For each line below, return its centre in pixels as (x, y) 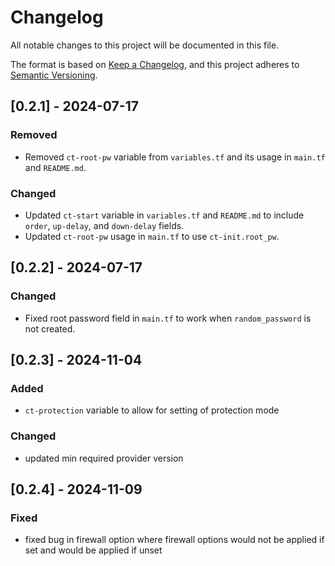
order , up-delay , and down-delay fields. (104, 225)
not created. (50, 328)
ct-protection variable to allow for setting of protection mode (152, 410)
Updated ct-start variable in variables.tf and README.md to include (164, 215)
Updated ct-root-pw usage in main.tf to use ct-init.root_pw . (152, 236)
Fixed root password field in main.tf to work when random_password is (168, 318)
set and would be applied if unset (93, 550)
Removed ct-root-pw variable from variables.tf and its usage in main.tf (175, 157)
